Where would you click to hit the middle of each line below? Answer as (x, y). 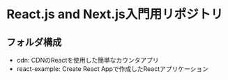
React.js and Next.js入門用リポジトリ (115, 14)
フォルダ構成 (34, 42)
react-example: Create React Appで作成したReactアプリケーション (112, 69)
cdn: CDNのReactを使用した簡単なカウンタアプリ (88, 60)
